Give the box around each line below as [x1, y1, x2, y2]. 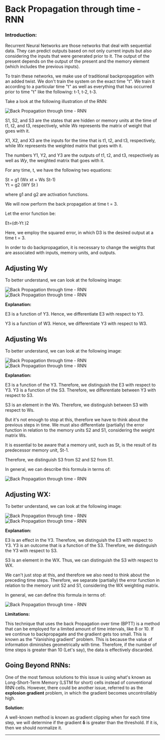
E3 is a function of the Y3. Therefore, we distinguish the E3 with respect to [5, 382, 156, 388]
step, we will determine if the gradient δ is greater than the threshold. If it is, [5, 719, 159, 725]
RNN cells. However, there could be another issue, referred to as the [5, 684, 143, 691]
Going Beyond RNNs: [5, 661, 71, 670]
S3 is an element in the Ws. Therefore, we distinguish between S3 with [5, 402, 148, 408]
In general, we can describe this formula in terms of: [5, 466, 111, 472]
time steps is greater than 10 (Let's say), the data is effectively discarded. [5, 647, 154, 653]
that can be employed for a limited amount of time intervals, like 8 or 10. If [5, 626, 154, 632]
